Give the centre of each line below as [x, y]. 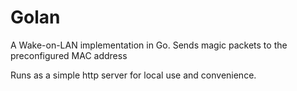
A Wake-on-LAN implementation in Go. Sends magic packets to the [149, 45]
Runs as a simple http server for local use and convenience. [133, 75]
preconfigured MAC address [69, 55]
